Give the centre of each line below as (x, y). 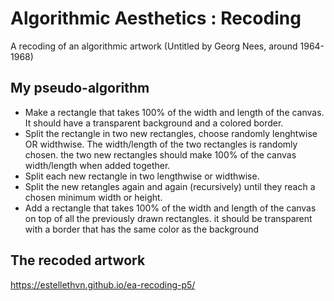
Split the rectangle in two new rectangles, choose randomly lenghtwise (171, 133)
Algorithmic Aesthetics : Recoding (156, 18)
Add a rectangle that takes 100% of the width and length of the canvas (170, 208)
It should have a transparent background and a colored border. (154, 123)
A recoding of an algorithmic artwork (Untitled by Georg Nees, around (154, 46)
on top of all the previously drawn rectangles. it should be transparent (168, 218)
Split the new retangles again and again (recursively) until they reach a (170, 186)
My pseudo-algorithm (80, 88)
